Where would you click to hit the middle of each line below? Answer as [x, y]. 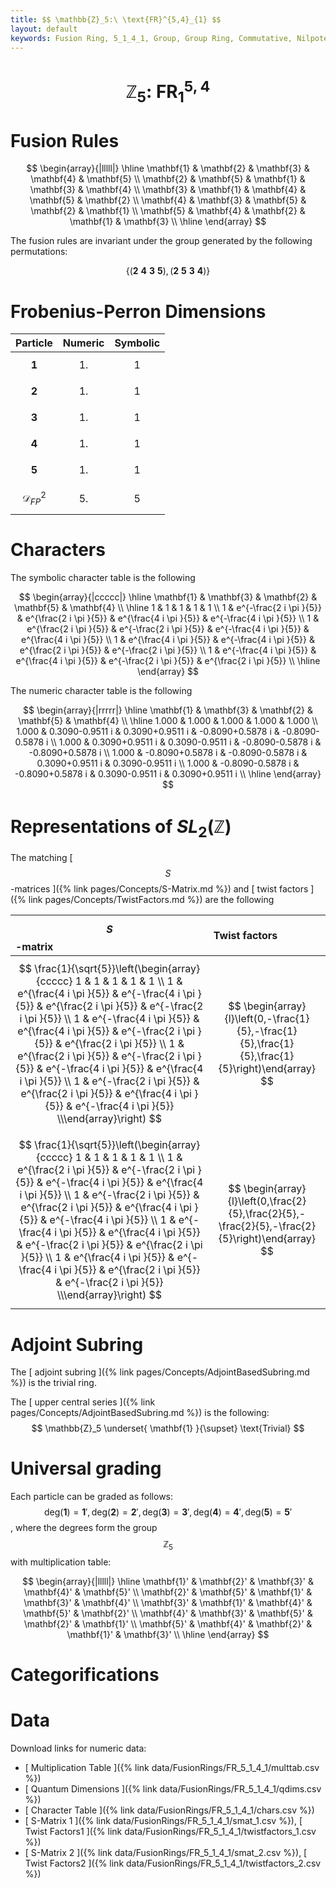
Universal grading [86, 1468]
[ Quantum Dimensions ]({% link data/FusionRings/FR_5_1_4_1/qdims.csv [173, 1789]
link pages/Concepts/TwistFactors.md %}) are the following [151, 900]
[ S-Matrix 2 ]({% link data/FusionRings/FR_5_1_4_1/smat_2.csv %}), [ [166, 1853]
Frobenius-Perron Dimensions [138, 311]
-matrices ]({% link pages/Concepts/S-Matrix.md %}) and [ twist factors [159, 889]
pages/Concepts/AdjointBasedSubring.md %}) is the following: [140, 1413]
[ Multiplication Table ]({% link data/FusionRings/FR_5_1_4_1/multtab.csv [172, 1768]
